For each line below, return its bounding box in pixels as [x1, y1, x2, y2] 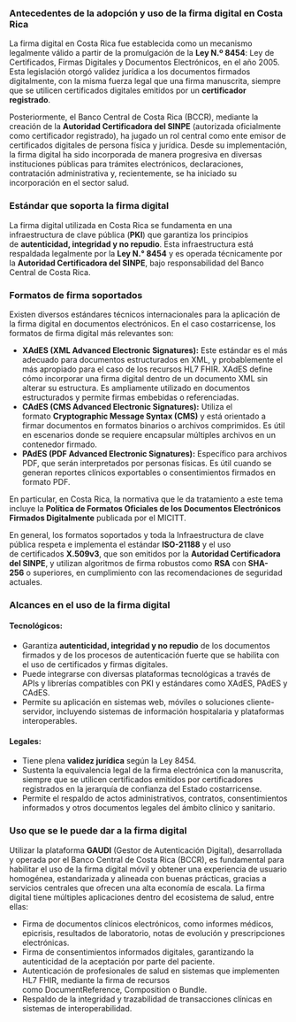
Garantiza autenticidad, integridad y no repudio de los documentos [21, 641, 271, 651]
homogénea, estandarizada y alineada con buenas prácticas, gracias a [9, 872, 267, 883]
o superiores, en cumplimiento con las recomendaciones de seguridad [26, 567, 283, 578]
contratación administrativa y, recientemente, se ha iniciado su [9, 168, 237, 179]
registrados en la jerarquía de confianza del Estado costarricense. [21, 784, 262, 795]
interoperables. [21, 716, 78, 726]
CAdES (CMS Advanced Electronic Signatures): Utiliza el [21, 401, 232, 411]
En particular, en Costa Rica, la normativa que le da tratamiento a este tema [9, 494, 284, 504]
